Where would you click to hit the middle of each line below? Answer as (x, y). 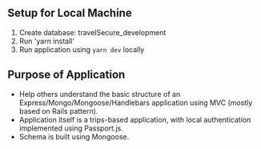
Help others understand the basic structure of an (100, 94)
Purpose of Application (66, 75)
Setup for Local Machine (70, 13)
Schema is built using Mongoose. (74, 136)
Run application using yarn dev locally (82, 49)
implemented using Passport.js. (71, 128)
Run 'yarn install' (47, 41)
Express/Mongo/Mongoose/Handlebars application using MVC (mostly (136, 103)
